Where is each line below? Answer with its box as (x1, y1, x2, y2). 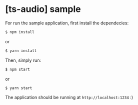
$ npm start (5, 67, 30, 72)
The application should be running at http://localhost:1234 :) (5, 95, 133, 101)
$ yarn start (5, 86, 32, 91)
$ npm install (5, 29, 35, 34)
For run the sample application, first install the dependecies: (5, 20, 129, 26)
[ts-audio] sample (5, 3, 81, 15)
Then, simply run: (5, 57, 41, 63)
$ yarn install (5, 48, 37, 53)
